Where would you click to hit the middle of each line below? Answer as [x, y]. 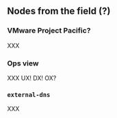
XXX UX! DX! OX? [32, 78]
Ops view [23, 63]
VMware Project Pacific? [49, 31]
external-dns [29, 94]
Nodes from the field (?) [59, 11]
